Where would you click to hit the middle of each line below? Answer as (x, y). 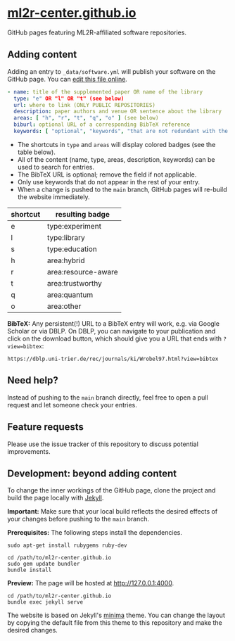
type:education (72, 249)
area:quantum (70, 295)
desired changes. (32, 630)
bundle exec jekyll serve (45, 602)
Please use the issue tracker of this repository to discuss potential (103, 444)
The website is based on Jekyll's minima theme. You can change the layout (116, 615)
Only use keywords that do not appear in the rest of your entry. (109, 182)
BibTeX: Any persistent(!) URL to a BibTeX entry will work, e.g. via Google (114, 323)
